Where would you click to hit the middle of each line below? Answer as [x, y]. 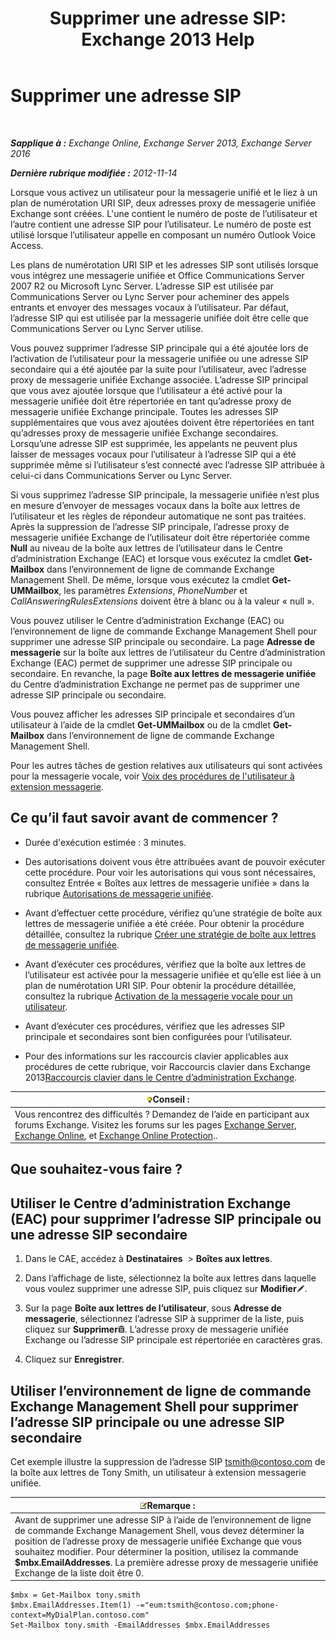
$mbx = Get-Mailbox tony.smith [75, 1595]
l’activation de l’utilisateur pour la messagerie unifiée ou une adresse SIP [159, 358]
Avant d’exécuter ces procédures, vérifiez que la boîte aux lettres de [165, 964]
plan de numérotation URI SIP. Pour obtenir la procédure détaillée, [160, 985]
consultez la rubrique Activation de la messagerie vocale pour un [158, 996]
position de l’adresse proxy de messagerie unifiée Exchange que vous [158, 1541]
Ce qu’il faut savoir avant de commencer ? [144, 818]
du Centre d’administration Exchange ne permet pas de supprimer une [155, 684]
